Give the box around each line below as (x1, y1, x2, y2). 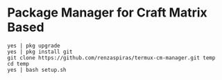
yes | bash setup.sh (7, 66, 67, 73)
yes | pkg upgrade (7, 42, 60, 49)
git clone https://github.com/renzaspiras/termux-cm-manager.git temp (7, 54, 216, 61)
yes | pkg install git (7, 48, 73, 55)
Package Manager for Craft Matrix (7, 5, 208, 21)
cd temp (7, 60, 30, 67)
